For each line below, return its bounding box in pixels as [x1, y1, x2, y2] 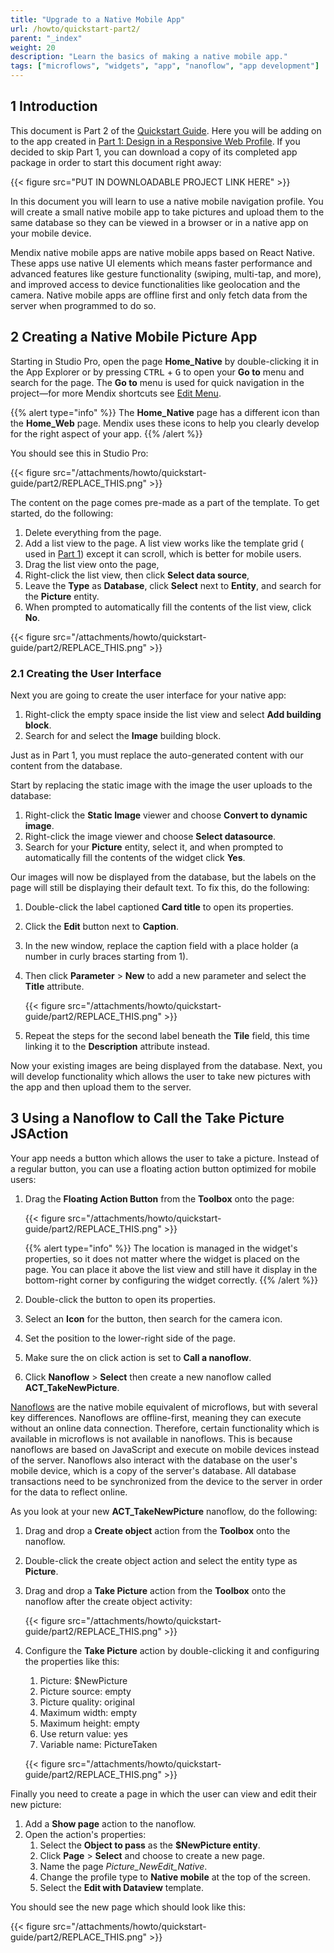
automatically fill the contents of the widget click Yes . [24, 851, 246, 863]
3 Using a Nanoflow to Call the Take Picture [10, 1110, 285, 1127]
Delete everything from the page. [24, 526, 162, 538]
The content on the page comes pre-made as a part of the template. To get [10, 496, 320, 508]
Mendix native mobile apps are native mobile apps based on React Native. [10, 246, 315, 258]
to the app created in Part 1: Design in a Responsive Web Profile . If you [10, 135, 301, 147]
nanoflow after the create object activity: [24, 1595, 193, 1607]
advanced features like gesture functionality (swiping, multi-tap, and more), [10, 267, 322, 280]
